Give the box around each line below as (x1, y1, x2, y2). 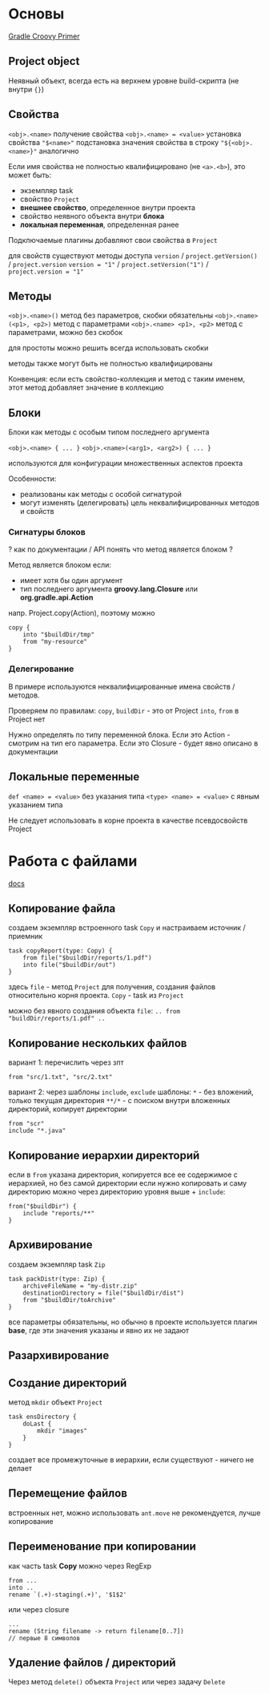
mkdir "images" (37, 1426, 88, 1435)
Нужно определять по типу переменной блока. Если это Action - (8, 730, 231, 739)
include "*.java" (8, 1127, 66, 1135)
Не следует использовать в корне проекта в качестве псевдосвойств (8, 815, 248, 825)
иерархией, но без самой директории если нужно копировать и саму (8, 1178, 247, 1187)
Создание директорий (8, 1376, 127, 1389)
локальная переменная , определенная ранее (19, 220, 179, 229)
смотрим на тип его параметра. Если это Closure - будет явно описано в (8, 738, 259, 748)
